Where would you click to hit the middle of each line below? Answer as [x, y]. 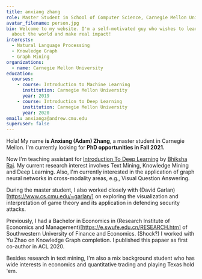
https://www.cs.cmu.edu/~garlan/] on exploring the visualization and [93, 196]
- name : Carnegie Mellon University [57, 68]
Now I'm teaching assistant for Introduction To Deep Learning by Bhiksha [97, 159]
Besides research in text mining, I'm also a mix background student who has [101, 258]
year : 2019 [36, 96]
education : [20, 74]
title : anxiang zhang [33, 12]
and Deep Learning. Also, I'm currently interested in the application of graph [100, 172]
